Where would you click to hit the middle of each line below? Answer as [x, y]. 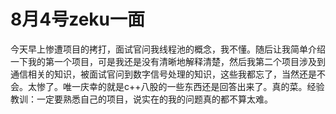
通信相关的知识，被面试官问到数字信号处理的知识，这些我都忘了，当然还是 [163, 74]
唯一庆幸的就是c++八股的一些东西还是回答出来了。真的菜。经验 [193, 86]
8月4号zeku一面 [77, 19]
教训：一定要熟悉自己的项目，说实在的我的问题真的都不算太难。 [141, 99]
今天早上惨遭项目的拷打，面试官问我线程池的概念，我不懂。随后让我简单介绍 [168, 49]
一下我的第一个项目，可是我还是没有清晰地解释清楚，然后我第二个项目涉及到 [168, 61]
